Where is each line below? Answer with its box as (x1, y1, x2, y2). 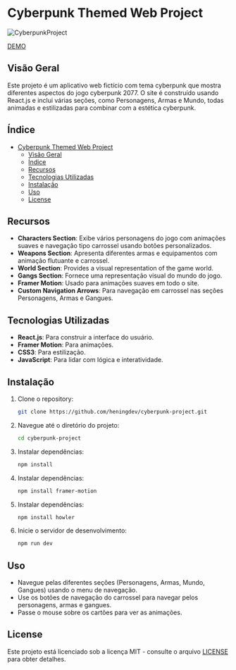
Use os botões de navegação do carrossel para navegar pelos (17, 593, 199, 602)
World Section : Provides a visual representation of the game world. (17, 264, 213, 273)
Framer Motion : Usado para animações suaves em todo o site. (17, 279, 199, 287)
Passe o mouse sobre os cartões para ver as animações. (17, 608, 182, 617)
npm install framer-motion (17, 488, 97, 495)
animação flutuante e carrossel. (17, 256, 110, 265)
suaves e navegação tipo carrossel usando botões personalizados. (17, 242, 212, 250)
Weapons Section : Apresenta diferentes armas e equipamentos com (17, 249, 218, 258)
